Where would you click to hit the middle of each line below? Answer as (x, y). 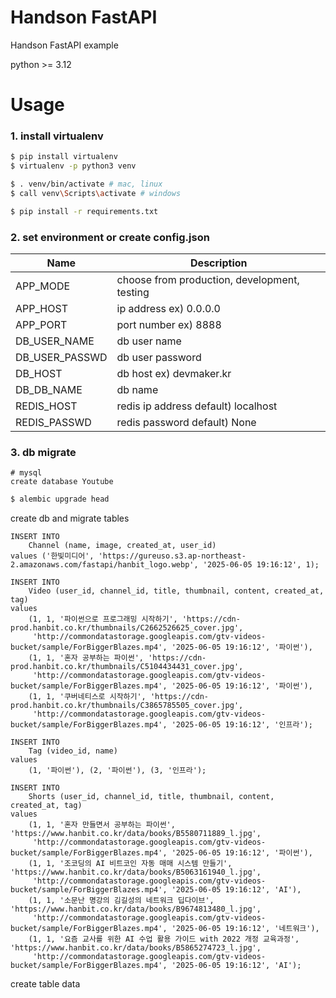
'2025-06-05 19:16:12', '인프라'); (242, 725)
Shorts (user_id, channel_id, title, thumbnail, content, (151, 797)
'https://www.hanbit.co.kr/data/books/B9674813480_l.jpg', (136, 909)
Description (219, 263)
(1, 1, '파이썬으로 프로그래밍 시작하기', (103, 619)
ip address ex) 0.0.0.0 (168, 309)
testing (133, 293)
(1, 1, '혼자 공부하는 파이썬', (86, 658)
